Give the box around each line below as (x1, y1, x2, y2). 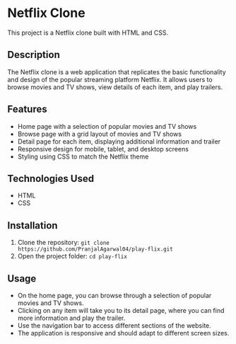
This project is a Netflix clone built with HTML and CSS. (7, 28, 169, 37)
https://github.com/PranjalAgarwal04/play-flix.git (17, 246, 173, 253)
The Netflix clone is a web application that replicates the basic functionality (7, 67, 226, 76)
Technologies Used (7, 172, 94, 185)
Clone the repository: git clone (17, 239, 110, 247)
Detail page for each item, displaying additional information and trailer (17, 137, 221, 146)
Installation (7, 219, 58, 231)
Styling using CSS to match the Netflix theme (17, 152, 149, 161)
